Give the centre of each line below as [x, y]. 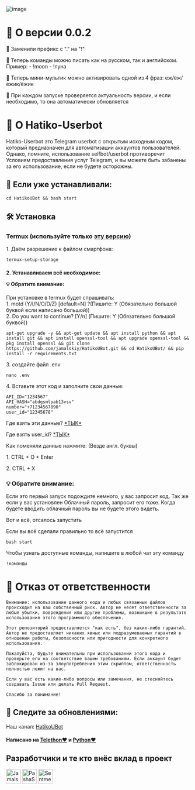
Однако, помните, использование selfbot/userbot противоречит [86, 154]
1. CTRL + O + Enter [30, 457]
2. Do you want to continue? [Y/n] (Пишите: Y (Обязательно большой [91, 316]
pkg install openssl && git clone [48, 343]
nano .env [18, 375]
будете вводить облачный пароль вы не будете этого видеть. [83, 509]
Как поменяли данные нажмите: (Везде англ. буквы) [72, 445]
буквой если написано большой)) [48, 310]
